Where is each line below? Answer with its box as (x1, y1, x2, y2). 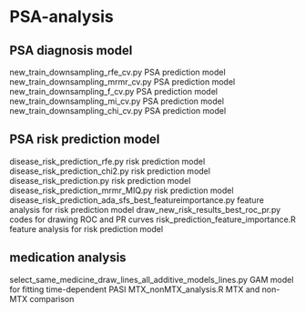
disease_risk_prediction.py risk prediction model (9, 175, 191, 186)
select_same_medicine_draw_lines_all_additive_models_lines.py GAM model (9, 274, 294, 285)
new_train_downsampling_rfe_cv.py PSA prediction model (9, 66, 226, 77)
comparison (29, 293, 75, 304)
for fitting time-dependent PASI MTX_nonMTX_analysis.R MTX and (9, 284, 260, 295)
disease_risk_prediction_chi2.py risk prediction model (9, 166, 211, 177)
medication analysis (9, 250, 127, 266)
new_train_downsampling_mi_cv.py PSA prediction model (9, 96, 225, 106)
